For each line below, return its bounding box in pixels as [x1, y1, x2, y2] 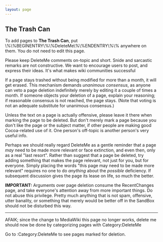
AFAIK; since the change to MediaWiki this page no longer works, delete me [5, 217, 157, 223]
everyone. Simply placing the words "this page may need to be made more [5, 163, 154, 168]
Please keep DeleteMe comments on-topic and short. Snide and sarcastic [5, 58, 152, 63]
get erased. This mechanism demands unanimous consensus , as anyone [5, 82, 151, 88]
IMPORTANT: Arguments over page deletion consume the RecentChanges [5, 182, 154, 188]
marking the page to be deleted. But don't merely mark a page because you [5, 117, 157, 123]
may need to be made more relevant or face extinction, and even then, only [5, 147, 156, 153]
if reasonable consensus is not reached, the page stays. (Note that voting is [5, 98, 156, 104]
